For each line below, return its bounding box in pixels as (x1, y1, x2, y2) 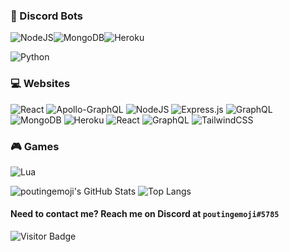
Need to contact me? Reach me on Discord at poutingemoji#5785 (10, 208, 280, 220)
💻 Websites (10, 77, 71, 91)
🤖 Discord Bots (10, 9, 84, 23)
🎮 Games (10, 139, 60, 153)
